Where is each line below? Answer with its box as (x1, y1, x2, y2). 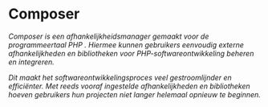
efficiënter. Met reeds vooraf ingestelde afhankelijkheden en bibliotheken (8, 81, 250, 91)
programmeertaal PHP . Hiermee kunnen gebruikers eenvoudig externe (8, 39, 245, 49)
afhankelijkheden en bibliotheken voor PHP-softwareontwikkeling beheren (8, 48, 254, 58)
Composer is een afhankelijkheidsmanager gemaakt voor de (8, 31, 209, 41)
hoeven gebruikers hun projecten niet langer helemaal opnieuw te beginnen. (8, 89, 261, 99)
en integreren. (8, 57, 55, 67)
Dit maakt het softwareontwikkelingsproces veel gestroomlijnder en (8, 72, 233, 82)
